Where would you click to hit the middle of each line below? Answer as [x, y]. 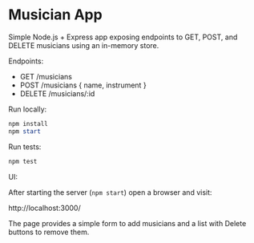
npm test [23, 161]
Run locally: [28, 109]
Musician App [55, 15]
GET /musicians [46, 76]
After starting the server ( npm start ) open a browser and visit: [110, 192]
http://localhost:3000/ [45, 208]
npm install [28, 124]
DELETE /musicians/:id [57, 93]
